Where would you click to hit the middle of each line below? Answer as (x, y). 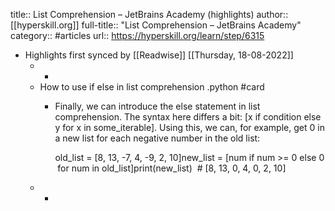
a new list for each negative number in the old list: (157, 138)
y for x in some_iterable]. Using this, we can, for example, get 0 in (189, 127)
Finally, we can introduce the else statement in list (157, 106)
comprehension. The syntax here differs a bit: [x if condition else (188, 117)
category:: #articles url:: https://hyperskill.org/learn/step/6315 (137, 35)
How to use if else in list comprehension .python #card (152, 87)
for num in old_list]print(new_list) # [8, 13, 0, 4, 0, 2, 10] (172, 168)
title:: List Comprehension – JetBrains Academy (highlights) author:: (149, 14)
